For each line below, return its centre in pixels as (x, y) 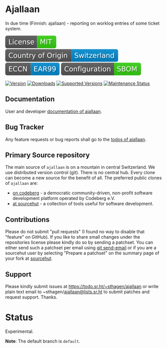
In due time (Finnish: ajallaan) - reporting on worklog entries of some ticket (82, 23)
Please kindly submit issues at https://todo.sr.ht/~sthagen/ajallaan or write (82, 286)
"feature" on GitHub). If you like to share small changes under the (73, 237)
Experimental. (20, 331)
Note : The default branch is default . (43, 341)
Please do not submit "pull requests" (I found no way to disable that (75, 232)
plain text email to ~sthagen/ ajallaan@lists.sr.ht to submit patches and (77, 292)
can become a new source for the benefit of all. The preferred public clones (83, 178)
